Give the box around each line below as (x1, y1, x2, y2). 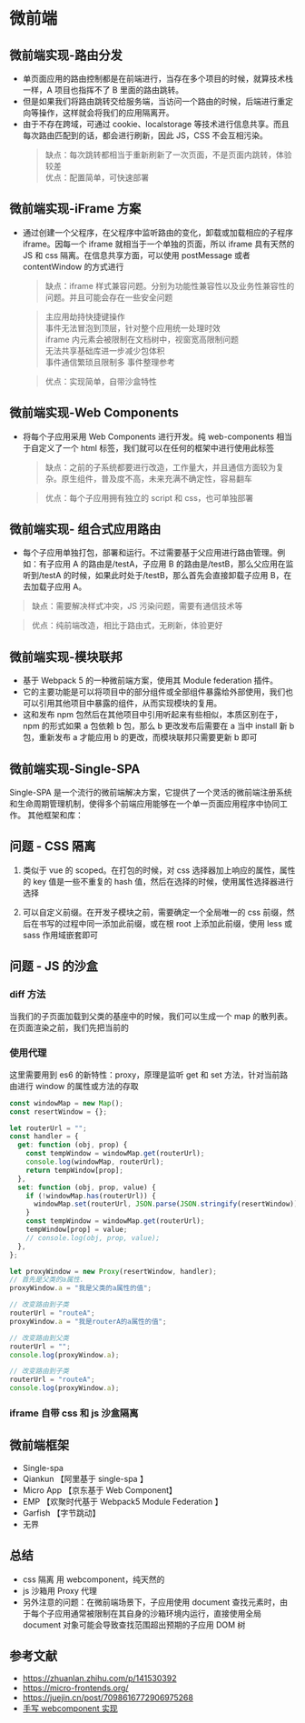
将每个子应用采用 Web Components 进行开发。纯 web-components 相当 (22, 431, 293, 442)
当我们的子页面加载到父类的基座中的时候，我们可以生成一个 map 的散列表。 (9, 1010, 293, 1021)
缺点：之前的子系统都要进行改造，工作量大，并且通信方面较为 (44, 461, 277, 473)
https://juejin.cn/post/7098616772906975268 (22, 1692, 193, 1703)
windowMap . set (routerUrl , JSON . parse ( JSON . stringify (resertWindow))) (33, 1199, 302, 1209)
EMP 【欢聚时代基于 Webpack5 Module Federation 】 (22, 1496, 223, 1507)
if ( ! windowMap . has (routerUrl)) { (25, 1191, 156, 1200)
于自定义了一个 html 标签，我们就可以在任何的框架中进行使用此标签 (22, 442, 275, 453)
